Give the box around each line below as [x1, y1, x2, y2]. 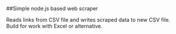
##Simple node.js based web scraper [6, 5, 98, 12]
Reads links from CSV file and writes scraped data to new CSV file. [6, 16, 171, 23]
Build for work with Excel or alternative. [6, 23, 103, 29]
